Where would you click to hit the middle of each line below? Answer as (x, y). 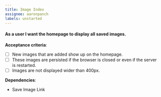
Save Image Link (28, 89)
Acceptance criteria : (26, 45)
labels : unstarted (23, 18)
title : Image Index (25, 9)
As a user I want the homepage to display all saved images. (66, 34)
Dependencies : (21, 80)
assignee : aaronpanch (27, 14)
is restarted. (24, 65)
